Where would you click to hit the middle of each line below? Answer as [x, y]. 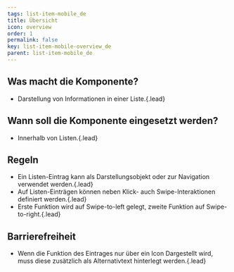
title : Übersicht [33, 20]
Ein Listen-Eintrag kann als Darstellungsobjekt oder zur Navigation [113, 177]
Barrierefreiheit [41, 236]
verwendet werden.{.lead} [55, 185]
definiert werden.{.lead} [52, 199]
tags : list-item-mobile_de [47, 14]
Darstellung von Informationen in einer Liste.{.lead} [91, 99]
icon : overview [30, 27]
